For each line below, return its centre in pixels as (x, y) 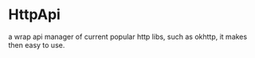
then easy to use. (37, 44)
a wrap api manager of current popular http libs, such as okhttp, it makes (128, 37)
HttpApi (35, 15)
